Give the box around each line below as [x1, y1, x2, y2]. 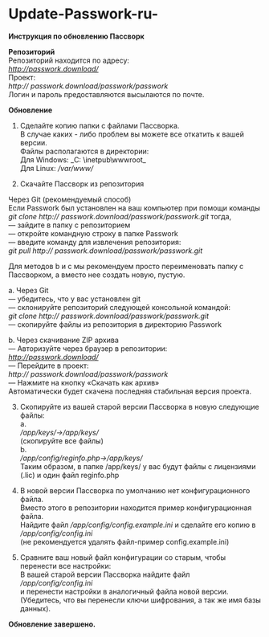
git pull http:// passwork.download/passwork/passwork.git [8, 246, 203, 255]
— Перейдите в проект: [8, 361, 90, 370]
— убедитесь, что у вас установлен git [8, 294, 141, 304]
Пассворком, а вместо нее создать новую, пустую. [8, 270, 185, 280]
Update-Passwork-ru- [8, 5, 159, 23]
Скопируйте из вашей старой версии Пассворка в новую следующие [19, 402, 259, 411]
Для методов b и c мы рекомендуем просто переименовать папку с [8, 261, 244, 271]
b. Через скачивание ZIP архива [8, 335, 119, 345]
